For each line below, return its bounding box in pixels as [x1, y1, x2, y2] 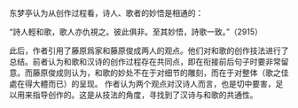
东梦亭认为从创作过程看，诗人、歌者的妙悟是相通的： [9, 8, 204, 18]
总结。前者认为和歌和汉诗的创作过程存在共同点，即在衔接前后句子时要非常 [9, 57, 281, 66]
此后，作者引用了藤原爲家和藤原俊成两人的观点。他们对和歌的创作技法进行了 [9, 45, 289, 56]
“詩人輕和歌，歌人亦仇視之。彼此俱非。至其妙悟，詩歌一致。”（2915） [9, 27, 263, 37]
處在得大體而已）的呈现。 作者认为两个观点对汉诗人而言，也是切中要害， [9, 79, 276, 89]
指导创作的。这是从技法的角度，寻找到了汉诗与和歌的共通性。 [32, 89, 258, 100]
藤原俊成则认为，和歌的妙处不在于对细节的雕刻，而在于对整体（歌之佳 [32, 67, 289, 78]
